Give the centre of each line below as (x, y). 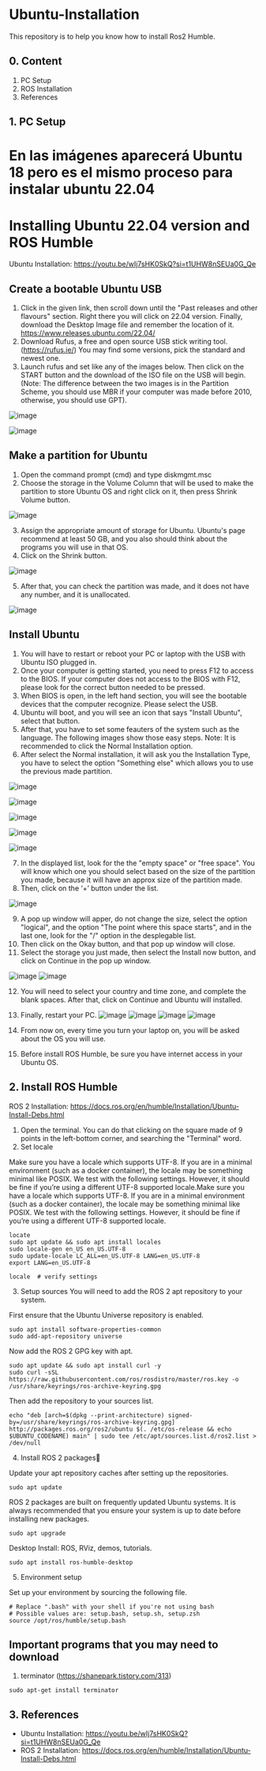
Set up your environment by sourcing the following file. (98, 1592)
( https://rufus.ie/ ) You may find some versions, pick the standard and (133, 350)
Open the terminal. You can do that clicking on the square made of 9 (131, 1130)
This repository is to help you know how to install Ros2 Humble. (112, 36)
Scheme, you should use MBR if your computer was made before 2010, (136, 392)
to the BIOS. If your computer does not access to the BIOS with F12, (130, 679)
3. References (44, 1715)
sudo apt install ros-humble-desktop (71, 1562)
